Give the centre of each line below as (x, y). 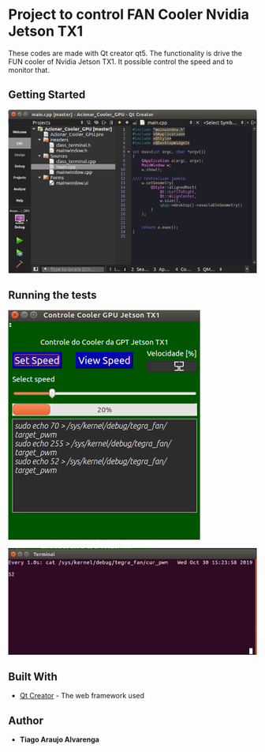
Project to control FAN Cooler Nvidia (129, 15)
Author (26, 720)
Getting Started (47, 95)
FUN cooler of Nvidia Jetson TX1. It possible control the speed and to (121, 62)
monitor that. (29, 70)
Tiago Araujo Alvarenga (60, 739)
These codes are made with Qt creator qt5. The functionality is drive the (125, 53)
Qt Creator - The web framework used (82, 696)
